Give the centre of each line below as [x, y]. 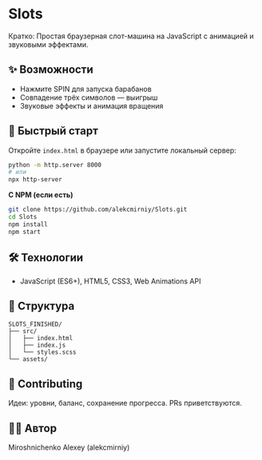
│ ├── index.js [37, 345]
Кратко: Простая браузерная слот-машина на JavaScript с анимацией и [131, 36]
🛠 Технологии [46, 258]
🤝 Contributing [46, 384]
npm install [28, 224]
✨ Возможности [51, 70]
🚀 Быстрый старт [53, 131]
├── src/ [23, 331]
